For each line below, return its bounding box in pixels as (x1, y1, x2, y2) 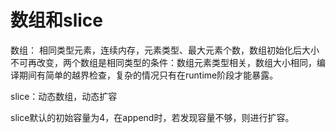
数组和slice (10, 9, 104, 32)
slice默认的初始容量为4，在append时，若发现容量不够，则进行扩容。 (10, 111, 295, 123)
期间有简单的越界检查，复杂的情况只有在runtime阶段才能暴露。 (18, 69, 279, 81)
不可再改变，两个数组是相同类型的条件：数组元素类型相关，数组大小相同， (10, 56, 317, 68)
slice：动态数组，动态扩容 (10, 90, 118, 102)
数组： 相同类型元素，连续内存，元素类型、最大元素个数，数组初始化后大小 (10, 44, 320, 56)
